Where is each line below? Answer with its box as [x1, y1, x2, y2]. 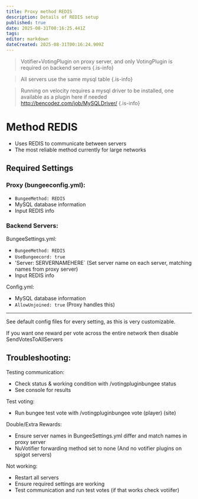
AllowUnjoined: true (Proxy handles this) [14, 301, 115, 308]
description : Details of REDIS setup [6, 14, 99, 20]
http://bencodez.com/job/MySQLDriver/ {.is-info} [20, 99, 140, 106]
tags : [6, 31, 19, 37]
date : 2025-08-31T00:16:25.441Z [6, 25, 85, 31]
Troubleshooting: [6, 353, 71, 363]
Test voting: [6, 397, 35, 405]
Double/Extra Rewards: [6, 420, 62, 427]
